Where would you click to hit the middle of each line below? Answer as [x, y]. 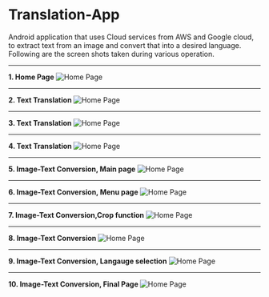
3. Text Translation [40, 122]
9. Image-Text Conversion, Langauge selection [88, 261]
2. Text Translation [40, 100]
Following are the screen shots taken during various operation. [111, 54]
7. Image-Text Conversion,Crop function [76, 215]
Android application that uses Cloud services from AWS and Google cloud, [131, 37]
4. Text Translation [40, 146]
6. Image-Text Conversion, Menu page [73, 192]
